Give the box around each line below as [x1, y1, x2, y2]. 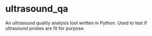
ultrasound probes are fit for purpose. [5, 25, 85, 31]
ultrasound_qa [5, 3, 69, 15]
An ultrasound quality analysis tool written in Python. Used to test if [5, 20, 147, 26]
